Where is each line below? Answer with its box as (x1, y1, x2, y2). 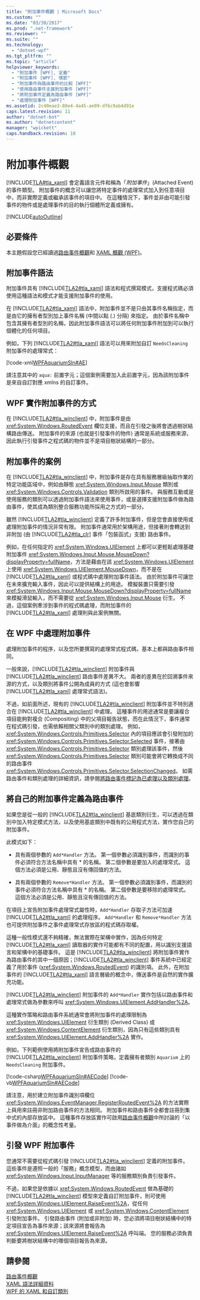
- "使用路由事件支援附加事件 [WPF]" (11, 86, 92, 92)
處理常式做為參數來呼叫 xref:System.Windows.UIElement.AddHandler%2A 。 (6, 998, 193, 1005)
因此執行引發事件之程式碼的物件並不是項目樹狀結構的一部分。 (6, 437, 158, 444)
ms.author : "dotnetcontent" (6, 120, 76, 126)
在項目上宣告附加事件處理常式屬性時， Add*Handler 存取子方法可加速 (6, 906, 173, 913)
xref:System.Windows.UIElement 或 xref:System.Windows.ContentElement (6, 1207, 189, 1214)
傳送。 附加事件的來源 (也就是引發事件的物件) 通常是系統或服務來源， (21, 430, 192, 437)
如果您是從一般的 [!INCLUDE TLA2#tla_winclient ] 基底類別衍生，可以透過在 (6, 810, 189, 818)
